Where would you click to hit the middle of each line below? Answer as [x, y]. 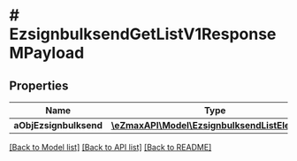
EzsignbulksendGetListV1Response [143, 34]
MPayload [47, 53]
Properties [39, 85]
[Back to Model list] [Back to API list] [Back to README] [110, 147]
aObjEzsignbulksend [58, 125]
